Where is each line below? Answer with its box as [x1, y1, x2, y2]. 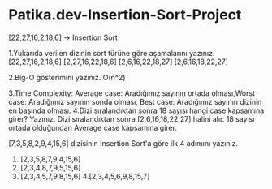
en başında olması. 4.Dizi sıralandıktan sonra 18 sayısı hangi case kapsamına [8, 105, 265, 115]
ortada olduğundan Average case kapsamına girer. [8, 122, 177, 132]
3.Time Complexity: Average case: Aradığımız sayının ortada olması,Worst [8, 88, 256, 98]
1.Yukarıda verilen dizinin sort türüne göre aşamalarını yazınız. [8, 48, 215, 58]
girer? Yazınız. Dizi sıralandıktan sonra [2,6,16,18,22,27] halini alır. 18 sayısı [8, 114, 255, 123]
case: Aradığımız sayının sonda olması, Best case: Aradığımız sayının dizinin [8, 97, 262, 106]
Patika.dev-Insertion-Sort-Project [8, 6, 242, 24]
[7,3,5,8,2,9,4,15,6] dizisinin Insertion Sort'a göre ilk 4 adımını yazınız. [8, 138, 239, 148]
